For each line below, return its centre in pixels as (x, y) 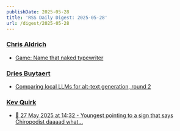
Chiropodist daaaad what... (49, 122)
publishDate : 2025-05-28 (38, 12)
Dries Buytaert (28, 73)
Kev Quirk (21, 102)
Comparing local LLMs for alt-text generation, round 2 (83, 86)
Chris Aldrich (27, 44)
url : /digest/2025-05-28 (38, 23)
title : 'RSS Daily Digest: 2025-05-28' (57, 18)
